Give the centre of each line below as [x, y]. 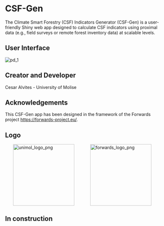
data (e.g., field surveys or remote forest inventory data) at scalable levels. [80, 32]
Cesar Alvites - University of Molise [41, 87]
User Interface [28, 48]
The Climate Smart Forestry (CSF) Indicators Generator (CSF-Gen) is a [76, 22]
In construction [29, 218]
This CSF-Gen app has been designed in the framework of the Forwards [78, 114]
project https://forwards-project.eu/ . [42, 120]
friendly [13, 27]
